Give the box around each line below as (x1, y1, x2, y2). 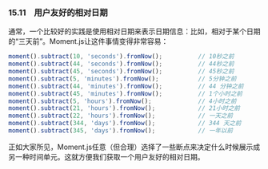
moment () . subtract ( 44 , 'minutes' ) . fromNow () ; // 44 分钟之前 (8, 82, 244, 90)
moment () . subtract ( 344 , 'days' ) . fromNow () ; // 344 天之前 (8, 120, 242, 128)
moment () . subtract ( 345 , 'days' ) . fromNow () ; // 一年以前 (8, 127, 234, 135)
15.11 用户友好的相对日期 (8, 6, 108, 18)
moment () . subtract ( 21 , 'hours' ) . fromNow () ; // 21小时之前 (8, 104, 240, 112)
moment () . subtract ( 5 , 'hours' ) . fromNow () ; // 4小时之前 (8, 97, 237, 105)
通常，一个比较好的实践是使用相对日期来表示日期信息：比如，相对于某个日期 (8, 26, 261, 37)
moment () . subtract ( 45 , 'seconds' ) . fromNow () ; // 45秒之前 (8, 68, 234, 76)
